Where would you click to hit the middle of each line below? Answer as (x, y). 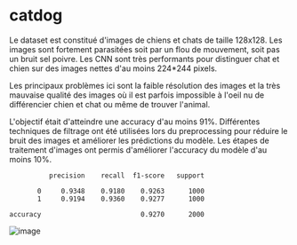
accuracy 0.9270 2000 (107, 214)
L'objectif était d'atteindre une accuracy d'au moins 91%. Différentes (135, 122)
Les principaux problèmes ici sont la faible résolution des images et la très (145, 85)
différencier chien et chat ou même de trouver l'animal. (110, 104)
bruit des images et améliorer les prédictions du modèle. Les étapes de (139, 140)
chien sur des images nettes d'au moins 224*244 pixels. (113, 68)
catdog (36, 16)
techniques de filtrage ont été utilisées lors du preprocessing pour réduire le (148, 130)
